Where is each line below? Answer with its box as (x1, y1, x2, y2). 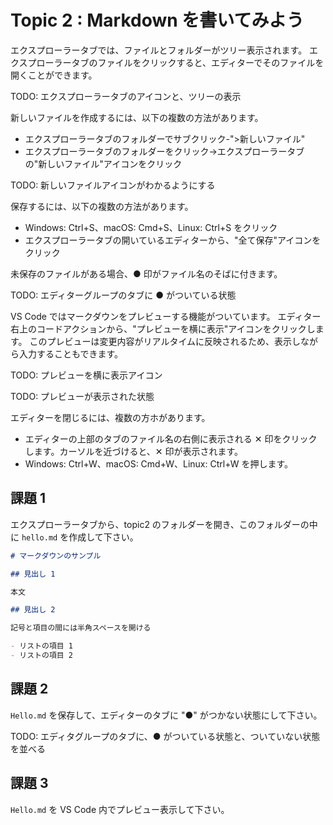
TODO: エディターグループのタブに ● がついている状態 (10, 289, 237, 301)
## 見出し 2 (10, 605, 56, 615)
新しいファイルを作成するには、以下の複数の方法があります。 (10, 111, 264, 123)
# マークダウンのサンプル (10, 551, 102, 561)
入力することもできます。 (18, 347, 124, 360)
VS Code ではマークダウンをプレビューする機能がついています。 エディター (10, 310, 322, 322)
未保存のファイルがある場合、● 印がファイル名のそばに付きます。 (10, 267, 283, 280)
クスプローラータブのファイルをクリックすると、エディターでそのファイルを (10, 56, 325, 68)
